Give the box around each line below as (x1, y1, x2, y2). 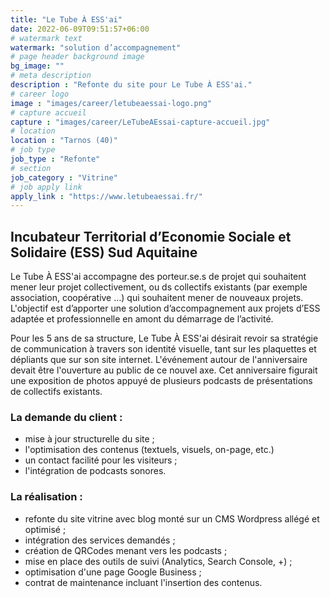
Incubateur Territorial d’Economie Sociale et (10, 228, 292, 245)
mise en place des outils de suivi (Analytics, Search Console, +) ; (24, 555, 293, 567)
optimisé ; (24, 523, 67, 535)
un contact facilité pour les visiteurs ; (24, 454, 178, 466)
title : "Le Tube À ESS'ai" (10, 14, 123, 25)
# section (10, 163, 52, 173)
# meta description (10, 71, 92, 81)
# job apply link (10, 182, 83, 192)
